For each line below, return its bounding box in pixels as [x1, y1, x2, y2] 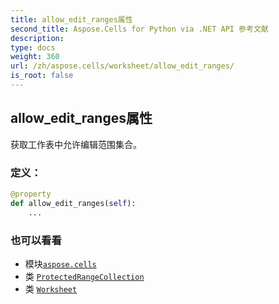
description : [10, 33, 65, 43]
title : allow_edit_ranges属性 [10, 14, 133, 25]
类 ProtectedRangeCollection [24, 270, 145, 282]
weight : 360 [10, 52, 60, 62]
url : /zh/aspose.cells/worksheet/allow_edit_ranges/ [10, 61, 235, 71]
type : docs [10, 42, 56, 53]
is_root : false [10, 71, 74, 81]
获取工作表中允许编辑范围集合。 [10, 138, 142, 150]
